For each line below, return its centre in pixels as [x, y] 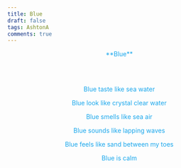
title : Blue [25, 14]
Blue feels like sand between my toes [119, 145]
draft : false [27, 21]
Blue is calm [119, 158]
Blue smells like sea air [119, 117]
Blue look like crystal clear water [119, 103]
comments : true [30, 34]
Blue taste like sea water [119, 89]
